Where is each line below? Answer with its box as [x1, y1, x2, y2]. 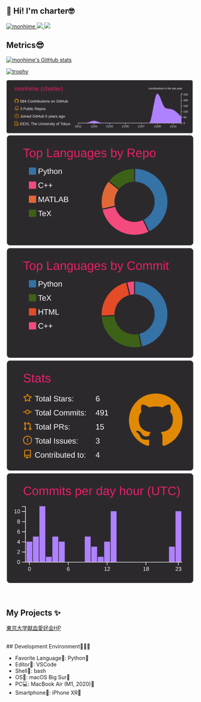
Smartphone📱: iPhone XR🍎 [14, 689, 81, 697]
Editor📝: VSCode [14, 661, 57, 668]
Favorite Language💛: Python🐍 [14, 654, 89, 662]
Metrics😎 [6, 40, 45, 51]
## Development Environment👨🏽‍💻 [6, 643, 91, 650]
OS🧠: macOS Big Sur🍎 [14, 674, 70, 681]
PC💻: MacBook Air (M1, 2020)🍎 [14, 680, 95, 688]
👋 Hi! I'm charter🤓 [6, 6, 75, 16]
